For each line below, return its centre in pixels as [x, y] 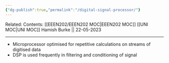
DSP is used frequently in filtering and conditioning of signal [75, 55]
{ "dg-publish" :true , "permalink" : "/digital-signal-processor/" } [73, 10]
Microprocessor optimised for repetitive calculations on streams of [81, 44]
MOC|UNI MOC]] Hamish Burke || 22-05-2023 [53, 29]
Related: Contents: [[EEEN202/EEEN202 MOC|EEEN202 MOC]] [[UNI [77, 24]
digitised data [27, 49]
